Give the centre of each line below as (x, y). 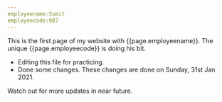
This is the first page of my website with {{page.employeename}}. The (110, 40)
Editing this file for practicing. (61, 62)
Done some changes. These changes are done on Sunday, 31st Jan (116, 69)
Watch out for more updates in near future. (70, 91)
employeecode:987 (33, 21)
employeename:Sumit (36, 14)
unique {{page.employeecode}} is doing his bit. (76, 48)
